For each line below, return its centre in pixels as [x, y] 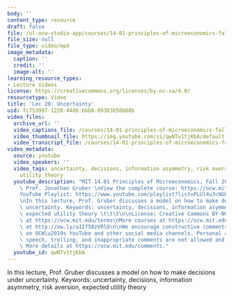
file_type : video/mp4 [38, 46]
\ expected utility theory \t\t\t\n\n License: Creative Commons [114, 214]
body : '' [20, 14]
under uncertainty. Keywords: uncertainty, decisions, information [100, 280]
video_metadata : [31, 149]
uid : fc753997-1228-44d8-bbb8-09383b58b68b [71, 110]
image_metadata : [31, 53]
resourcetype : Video [37, 98]
